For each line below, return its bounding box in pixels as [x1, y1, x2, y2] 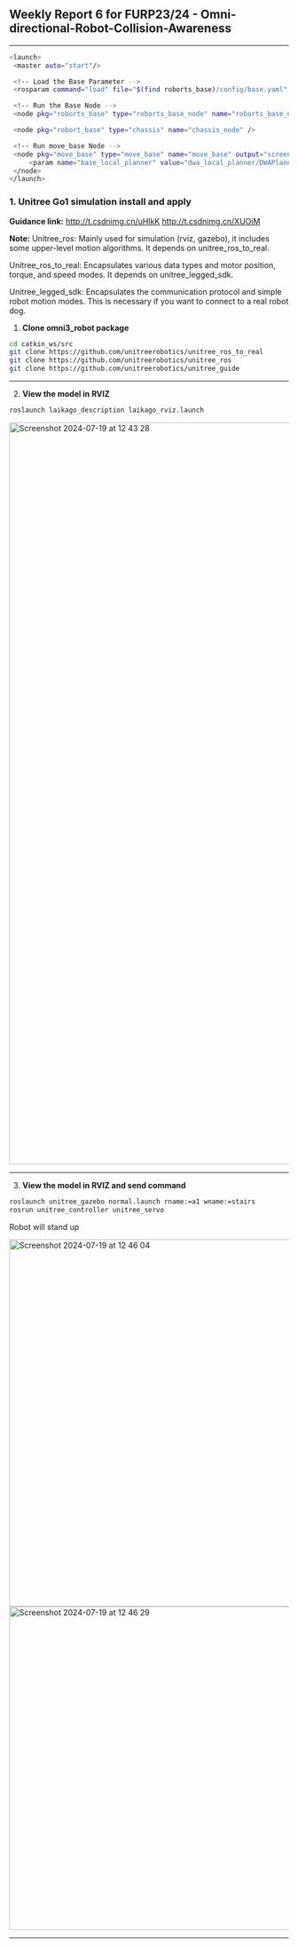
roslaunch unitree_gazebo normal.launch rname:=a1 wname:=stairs [9, 1197, 255, 1206]
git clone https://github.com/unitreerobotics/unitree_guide [9, 364, 240, 374]
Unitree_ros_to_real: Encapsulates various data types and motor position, [9, 259, 277, 270]
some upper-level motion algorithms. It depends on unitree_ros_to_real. [9, 242, 270, 253]
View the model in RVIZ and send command [21, 1179, 186, 1190]
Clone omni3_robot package [21, 322, 129, 333]
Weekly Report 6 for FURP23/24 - [9, 7, 199, 22]
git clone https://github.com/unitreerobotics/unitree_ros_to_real [9, 348, 264, 357]
